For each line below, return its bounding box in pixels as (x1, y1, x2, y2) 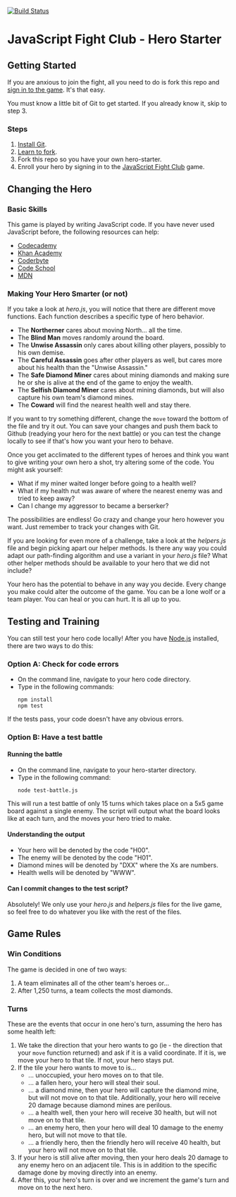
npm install (17, 696, 53, 704)
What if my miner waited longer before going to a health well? (17, 479, 197, 488)
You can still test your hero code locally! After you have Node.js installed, (7, 634, 220, 643)
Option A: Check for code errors (7, 659, 119, 669)
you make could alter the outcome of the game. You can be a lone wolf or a (7, 588, 226, 596)
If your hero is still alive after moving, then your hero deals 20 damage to (17, 1153, 229, 1162)
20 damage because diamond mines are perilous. (27, 1100, 173, 1109)
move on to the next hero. (17, 1183, 93, 1191)
